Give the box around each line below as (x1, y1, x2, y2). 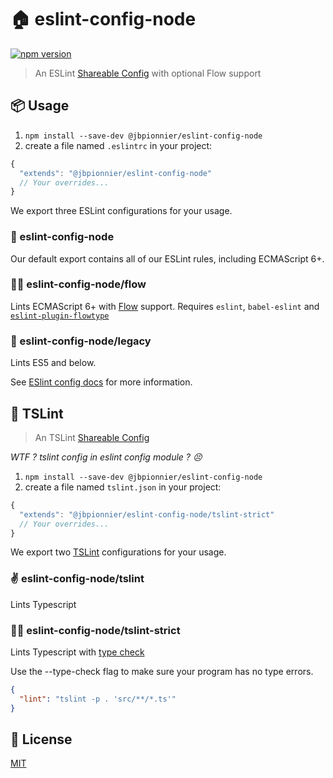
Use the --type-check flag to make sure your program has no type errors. (10, 666, 314, 678)
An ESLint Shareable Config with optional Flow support (34, 67, 262, 79)
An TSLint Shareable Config (34, 431, 150, 443)
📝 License (10, 731, 73, 748)
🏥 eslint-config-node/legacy (10, 334, 152, 348)
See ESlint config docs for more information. (10, 376, 193, 388)
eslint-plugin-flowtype (10, 311, 110, 321)
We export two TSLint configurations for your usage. (10, 546, 227, 558)
